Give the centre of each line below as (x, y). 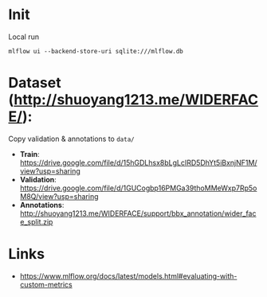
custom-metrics (46, 284)
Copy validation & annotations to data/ (71, 139)
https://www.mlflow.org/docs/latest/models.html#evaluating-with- (128, 276)
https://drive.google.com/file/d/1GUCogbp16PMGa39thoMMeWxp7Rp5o (138, 188)
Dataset (35, 83)
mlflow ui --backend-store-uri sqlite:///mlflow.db (96, 51)
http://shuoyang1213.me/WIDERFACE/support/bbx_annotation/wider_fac (138, 213)
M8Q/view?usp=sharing (59, 196)
